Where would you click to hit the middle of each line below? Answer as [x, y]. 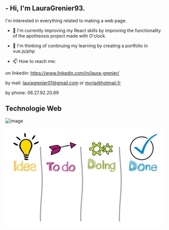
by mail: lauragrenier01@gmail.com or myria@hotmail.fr [63, 83]
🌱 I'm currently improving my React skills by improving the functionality [87, 30]
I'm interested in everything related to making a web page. [66, 20]
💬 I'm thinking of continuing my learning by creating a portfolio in [80, 46]
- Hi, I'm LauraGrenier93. [45, 8]
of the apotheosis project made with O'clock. [59, 36]
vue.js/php [24, 51]
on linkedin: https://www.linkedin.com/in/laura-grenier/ [62, 73]
